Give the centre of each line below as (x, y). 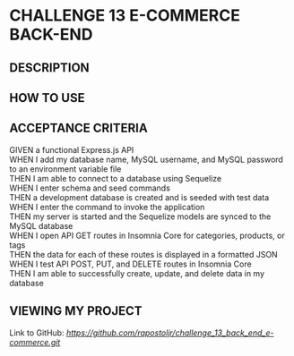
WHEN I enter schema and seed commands (90, 188)
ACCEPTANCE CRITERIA (78, 128)
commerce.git (35, 342)
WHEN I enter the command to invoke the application (107, 207)
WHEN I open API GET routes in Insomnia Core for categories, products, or (147, 235)
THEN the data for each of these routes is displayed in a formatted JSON (143, 254)
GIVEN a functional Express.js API (72, 149)
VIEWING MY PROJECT (76, 311)
